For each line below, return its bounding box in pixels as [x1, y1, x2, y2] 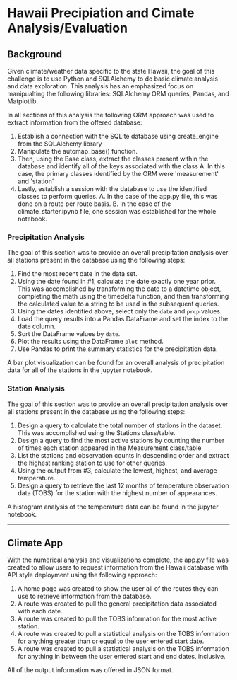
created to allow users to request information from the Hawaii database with [7, 563, 229, 572]
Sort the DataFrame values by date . [17, 330, 121, 338]
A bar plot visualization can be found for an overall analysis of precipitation [7, 359, 225, 367]
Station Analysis [7, 384, 65, 393]
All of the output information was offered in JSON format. [7, 666, 174, 674]
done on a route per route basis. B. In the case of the [17, 200, 171, 208]
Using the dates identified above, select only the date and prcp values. [17, 307, 222, 316]
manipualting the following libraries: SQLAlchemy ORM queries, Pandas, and [7, 90, 229, 98]
